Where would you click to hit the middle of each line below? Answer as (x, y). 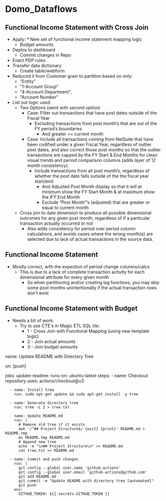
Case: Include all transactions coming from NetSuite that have (90, 139)
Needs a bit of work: (33, 320)
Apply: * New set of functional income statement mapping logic (77, 39)
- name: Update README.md (36, 416)
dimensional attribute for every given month (64, 277)
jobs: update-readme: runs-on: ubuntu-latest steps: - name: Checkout (77, 375)
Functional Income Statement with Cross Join (77, 27)
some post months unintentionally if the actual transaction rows (92, 288)
